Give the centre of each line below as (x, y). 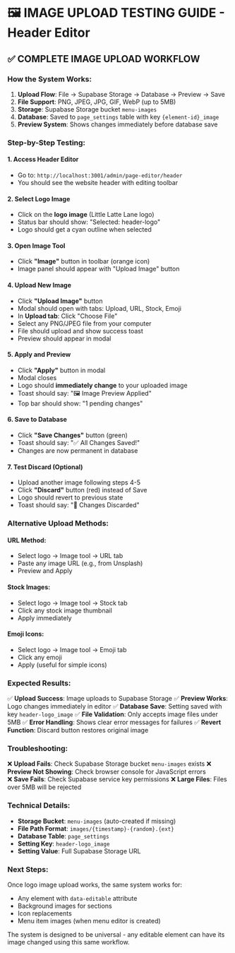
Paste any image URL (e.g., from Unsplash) (80, 563)
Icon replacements (44, 913)
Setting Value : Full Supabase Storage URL (79, 851)
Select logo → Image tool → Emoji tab (72, 649)
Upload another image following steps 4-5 (79, 483)
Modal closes (37, 377)
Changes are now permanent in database (78, 451)
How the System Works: (49, 79)
